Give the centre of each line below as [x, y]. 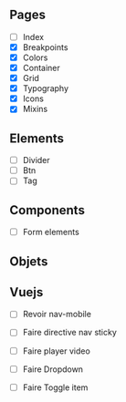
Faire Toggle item [55, 387]
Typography [46, 88]
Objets [29, 261]
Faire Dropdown [53, 369]
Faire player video [57, 351]
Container [42, 68]
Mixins [35, 109]
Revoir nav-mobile [57, 314]
